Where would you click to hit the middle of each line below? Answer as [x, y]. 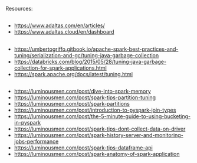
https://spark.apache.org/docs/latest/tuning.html [73, 74]
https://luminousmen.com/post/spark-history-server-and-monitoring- [98, 135]
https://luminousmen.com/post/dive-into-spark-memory [82, 92]
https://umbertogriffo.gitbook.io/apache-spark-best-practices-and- [96, 49]
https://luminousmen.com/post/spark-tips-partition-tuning [85, 97]
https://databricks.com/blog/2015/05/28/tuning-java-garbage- [90, 61]
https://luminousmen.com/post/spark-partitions [72, 104]
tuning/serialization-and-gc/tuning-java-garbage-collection [86, 55]
